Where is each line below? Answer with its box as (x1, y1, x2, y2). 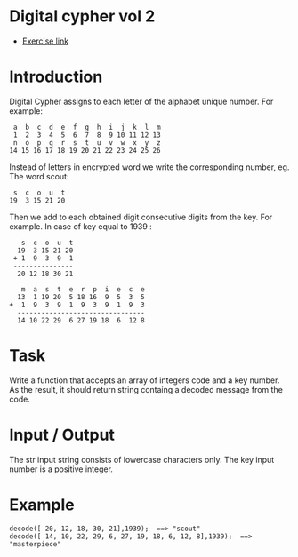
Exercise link (21, 36, 69, 46)
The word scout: (9, 171, 69, 181)
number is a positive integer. (9, 464, 114, 474)
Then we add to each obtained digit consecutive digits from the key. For (9, 211, 273, 222)
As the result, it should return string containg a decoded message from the (9, 384, 283, 394)
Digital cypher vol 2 (9, 6, 156, 27)
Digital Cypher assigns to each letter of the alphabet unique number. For (9, 96, 274, 107)
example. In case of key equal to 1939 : (9, 220, 153, 232)
